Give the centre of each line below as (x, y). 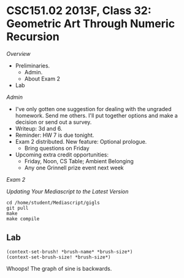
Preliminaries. (33, 66)
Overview (18, 53)
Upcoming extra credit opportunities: (62, 155)
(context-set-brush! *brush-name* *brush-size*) (70, 252)
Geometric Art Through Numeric (91, 24)
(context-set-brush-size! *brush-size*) (59, 257)
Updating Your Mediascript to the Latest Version (67, 191)
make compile (23, 218)
